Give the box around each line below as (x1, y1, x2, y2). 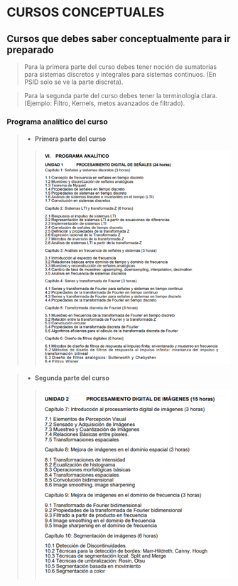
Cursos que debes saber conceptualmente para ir (6, 33, 231, 45)
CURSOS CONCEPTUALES (6, 4, 165, 21)
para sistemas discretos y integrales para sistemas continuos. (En (23, 70, 217, 78)
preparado (6, 43, 54, 55)
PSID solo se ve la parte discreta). (23, 78, 124, 86)
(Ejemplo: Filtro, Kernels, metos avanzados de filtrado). (23, 99, 185, 107)
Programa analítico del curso (6, 117, 108, 127)
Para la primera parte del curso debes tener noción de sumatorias (23, 63, 217, 71)
